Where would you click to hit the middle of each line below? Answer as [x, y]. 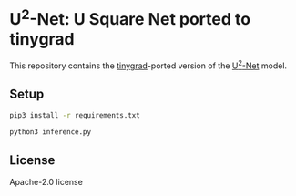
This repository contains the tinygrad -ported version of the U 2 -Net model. [148, 65]
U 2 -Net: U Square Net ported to [130, 18]
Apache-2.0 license [46, 182]
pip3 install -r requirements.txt [75, 115]
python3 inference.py [51, 132]
